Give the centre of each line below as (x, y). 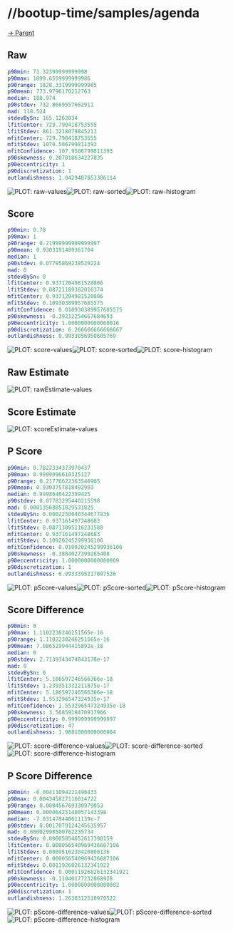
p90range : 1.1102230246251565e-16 (59, 639)
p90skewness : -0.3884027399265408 (59, 554)
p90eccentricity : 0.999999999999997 (62, 719)
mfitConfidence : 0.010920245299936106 (65, 547)
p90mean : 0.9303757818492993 (51, 488)
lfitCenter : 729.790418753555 (52, 125)
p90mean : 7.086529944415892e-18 (55, 647)
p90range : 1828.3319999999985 (52, 85)
